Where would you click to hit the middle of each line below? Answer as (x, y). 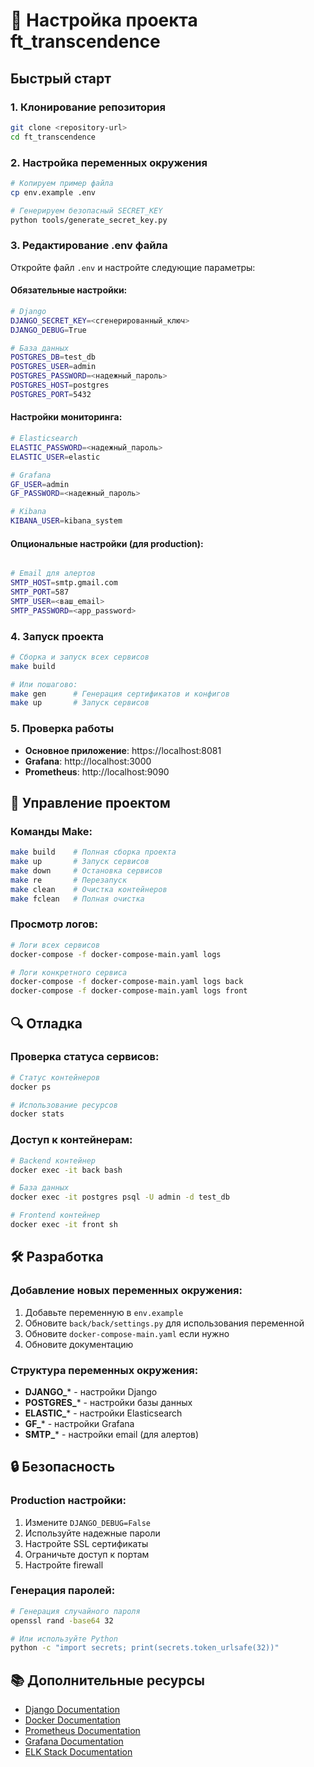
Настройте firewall (64, 1565)
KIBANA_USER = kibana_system (66, 521)
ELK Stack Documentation (78, 1752)
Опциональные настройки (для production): (107, 543)
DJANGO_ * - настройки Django (91, 1391)
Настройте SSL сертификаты (86, 1543)
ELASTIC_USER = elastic (55, 457)
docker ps (31, 1087)
